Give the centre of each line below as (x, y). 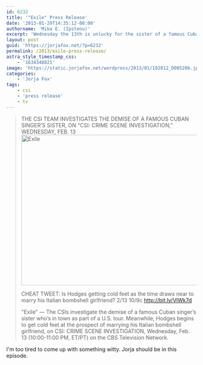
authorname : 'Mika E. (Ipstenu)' (48, 29)
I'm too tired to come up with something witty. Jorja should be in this (92, 349)
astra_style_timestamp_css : (42, 57)
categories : (21, 74)
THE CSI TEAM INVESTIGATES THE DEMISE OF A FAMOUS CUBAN (105, 119)
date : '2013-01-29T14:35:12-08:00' (51, 23)
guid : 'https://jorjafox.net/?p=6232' (55, 46)
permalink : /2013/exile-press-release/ (56, 51)
